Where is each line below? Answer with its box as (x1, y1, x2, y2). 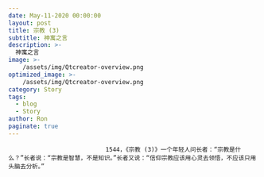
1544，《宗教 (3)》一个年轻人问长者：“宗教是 (105, 145, 236, 153)
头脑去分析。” (8, 162, 45, 171)
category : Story (8, 85, 62, 94)
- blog (15, 100, 37, 108)
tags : (8, 93, 26, 101)
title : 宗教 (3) (8, 26, 60, 34)
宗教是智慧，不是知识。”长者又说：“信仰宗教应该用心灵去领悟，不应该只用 (50, 154, 257, 162)
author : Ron (8, 115, 48, 123)
